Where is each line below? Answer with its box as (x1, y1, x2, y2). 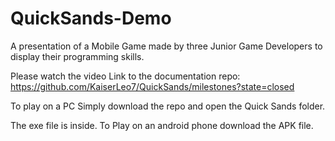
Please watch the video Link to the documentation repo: (10, 70, 241, 82)
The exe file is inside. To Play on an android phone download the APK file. (10, 119, 314, 131)
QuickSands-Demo (10, 7, 172, 30)
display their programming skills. (10, 50, 145, 62)
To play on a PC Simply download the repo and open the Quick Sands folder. (10, 100, 326, 112)
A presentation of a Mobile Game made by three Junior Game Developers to (10, 40, 323, 52)
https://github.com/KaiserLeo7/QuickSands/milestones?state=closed (10, 80, 295, 92)
